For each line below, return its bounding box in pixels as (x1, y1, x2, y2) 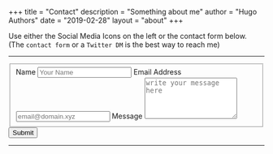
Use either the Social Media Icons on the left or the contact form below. (8, 32, 248, 41)
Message (111, 111, 143, 121)
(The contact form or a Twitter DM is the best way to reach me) (8, 40, 221, 49)
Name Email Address (15, 66, 182, 76)
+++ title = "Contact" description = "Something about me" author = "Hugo (8, 7, 258, 16)
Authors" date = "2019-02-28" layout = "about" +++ (8, 15, 184, 25)
